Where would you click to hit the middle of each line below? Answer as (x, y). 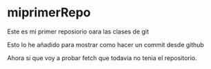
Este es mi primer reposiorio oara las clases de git (78, 31)
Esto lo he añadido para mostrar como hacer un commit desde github (106, 44)
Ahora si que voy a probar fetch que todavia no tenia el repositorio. (102, 58)
